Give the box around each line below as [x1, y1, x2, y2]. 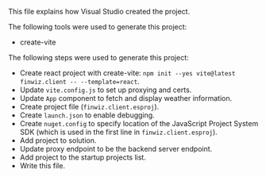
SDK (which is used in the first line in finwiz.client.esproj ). [19, 127, 218, 137]
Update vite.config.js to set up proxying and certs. [19, 85, 192, 94]
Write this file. [19, 161, 66, 170]
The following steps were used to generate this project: [8, 53, 189, 62]
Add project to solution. [19, 136, 97, 145]
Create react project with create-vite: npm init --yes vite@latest [19, 68, 236, 78]
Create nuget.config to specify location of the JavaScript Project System [19, 119, 259, 128]
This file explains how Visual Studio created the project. [8, 7, 191, 16]
